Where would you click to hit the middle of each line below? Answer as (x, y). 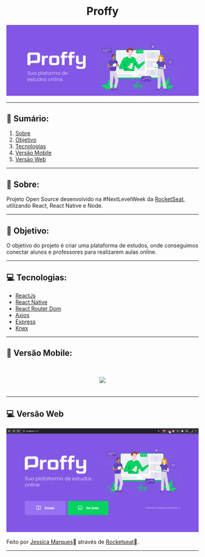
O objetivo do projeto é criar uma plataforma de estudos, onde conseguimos (102, 245)
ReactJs (25, 295)
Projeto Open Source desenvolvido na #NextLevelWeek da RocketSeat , (96, 199)
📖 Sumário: (28, 119)
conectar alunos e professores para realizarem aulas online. (82, 252)
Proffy (103, 11)
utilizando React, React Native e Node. (55, 206)
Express (25, 321)
